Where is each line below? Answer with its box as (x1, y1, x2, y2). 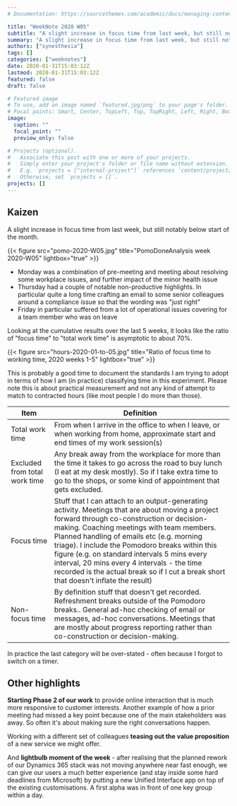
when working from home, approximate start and (54, 428, 217, 438)
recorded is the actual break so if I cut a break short (54, 566, 226, 576)
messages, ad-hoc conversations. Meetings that (54, 613, 216, 623)
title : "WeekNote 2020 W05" (7, 23, 90, 30)
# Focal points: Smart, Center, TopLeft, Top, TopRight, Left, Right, (7, 108, 219, 115)
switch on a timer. (7, 657, 59, 665)
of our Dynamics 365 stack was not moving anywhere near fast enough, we (7, 761, 228, 769)
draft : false (7, 82, 46, 89)
